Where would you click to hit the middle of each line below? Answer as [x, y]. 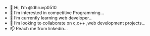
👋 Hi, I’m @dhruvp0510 [33, 8]
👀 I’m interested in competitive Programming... [57, 13]
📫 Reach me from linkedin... [39, 28]
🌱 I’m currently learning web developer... [51, 18]
